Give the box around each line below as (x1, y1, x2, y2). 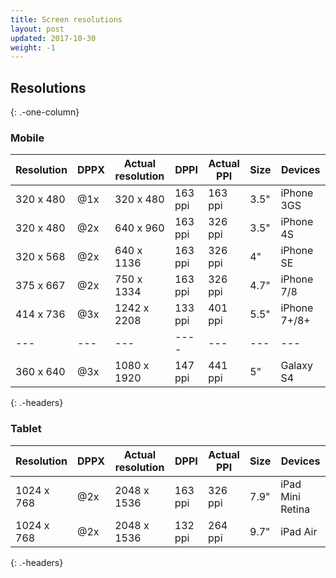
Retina (280, 502, 311, 516)
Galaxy (280, 359, 313, 373)
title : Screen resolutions (10, 14, 123, 25)
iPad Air (280, 524, 318, 538)
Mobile (10, 131, 45, 145)
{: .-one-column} (10, 106, 80, 118)
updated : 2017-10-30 (10, 33, 97, 43)
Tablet (10, 422, 42, 436)
